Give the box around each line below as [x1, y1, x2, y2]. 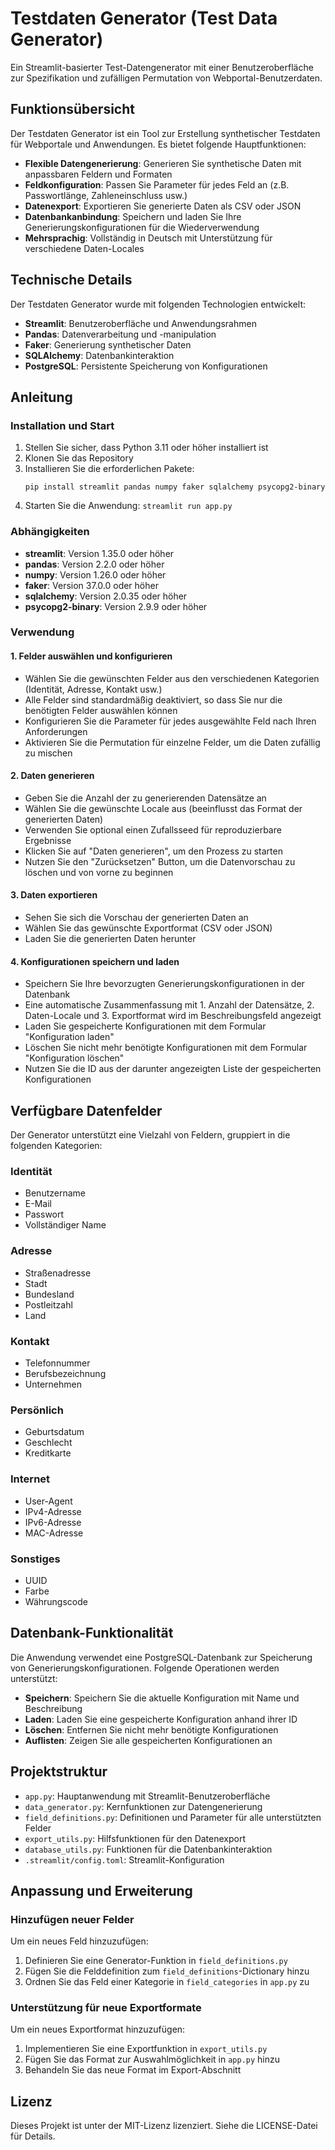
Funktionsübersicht [10, 101, 135, 118]
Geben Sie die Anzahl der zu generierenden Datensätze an [24, 792, 267, 804]
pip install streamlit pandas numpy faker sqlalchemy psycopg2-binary [24, 482, 326, 492]
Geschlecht [24, 1437, 73, 1449]
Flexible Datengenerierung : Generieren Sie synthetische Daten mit [24, 157, 302, 169]
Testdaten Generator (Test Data [10, 7, 278, 30]
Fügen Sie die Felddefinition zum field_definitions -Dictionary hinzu [24, 1965, 310, 1977]
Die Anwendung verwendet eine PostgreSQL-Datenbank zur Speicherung [10, 1651, 313, 1663]
